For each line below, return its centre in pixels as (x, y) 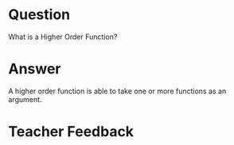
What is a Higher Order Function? (63, 37)
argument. (25, 99)
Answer (35, 69)
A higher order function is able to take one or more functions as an (117, 91)
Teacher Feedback (71, 132)
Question (39, 15)
